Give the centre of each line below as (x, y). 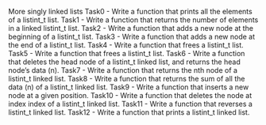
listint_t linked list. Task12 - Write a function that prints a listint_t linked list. (129, 112)
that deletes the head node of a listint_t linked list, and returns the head (124, 62)
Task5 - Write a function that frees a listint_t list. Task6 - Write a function (127, 53)
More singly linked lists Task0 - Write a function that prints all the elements (130, 11)
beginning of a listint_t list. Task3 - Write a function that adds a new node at (132, 36)
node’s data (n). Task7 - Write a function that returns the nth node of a (123, 70)
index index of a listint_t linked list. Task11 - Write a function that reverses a (130, 104)
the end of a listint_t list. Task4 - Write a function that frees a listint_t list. (126, 45)
